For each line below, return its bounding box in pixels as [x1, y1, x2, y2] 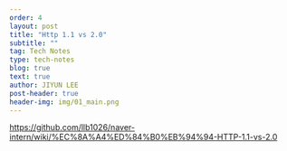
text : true [9, 72, 51, 81]
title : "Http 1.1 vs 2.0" [9, 30, 107, 39]
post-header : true [9, 89, 79, 98]
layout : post [9, 22, 59, 31]
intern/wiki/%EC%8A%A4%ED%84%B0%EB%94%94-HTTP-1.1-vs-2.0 [9, 132, 278, 143]
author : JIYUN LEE [9, 80, 79, 90]
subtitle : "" [9, 38, 59, 48]
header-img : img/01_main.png [9, 97, 120, 107]
